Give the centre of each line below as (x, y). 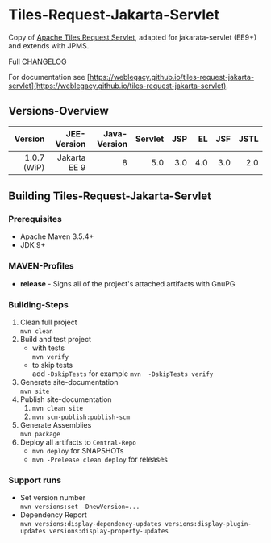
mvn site (35, 392)
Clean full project (49, 322)
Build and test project (55, 340)
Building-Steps (38, 304)
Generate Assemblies (56, 425)
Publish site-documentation (66, 399)
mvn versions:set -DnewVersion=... (80, 507)
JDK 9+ (33, 245)
